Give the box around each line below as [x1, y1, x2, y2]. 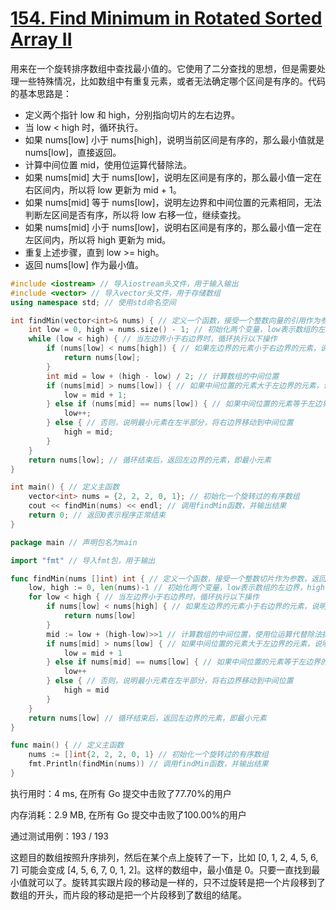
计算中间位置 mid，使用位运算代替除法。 [24, 158, 192, 171]
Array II [10, 28, 73, 51]
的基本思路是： [10, 87, 72, 99]
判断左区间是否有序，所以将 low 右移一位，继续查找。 [24, 208, 247, 221]
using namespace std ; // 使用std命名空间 [10, 297, 177, 307]
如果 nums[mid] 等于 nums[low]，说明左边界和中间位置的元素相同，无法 [24, 196, 322, 208]
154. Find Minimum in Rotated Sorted [10, 7, 323, 30]
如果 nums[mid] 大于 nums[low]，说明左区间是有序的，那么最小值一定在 [24, 171, 322, 183]
